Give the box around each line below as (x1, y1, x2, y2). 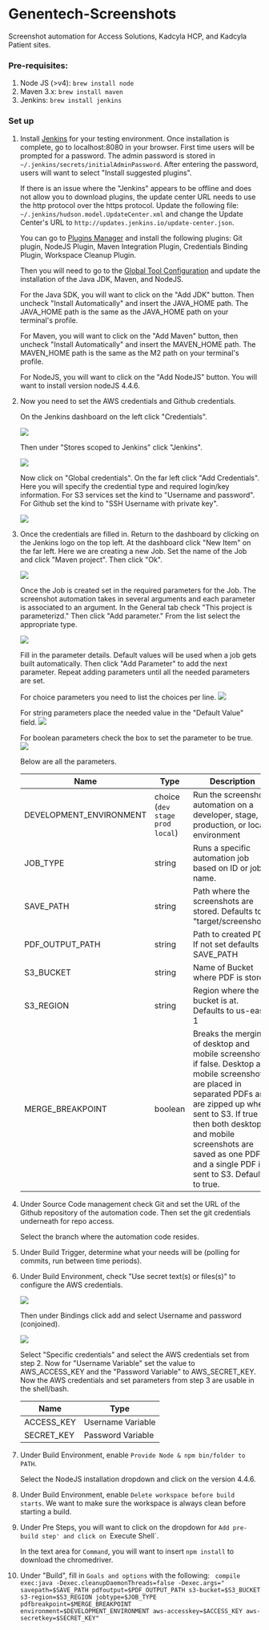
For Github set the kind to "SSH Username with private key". (19, 499, 219, 508)
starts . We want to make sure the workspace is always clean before (19, 1498, 247, 1508)
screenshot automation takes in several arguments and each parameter (19, 593, 255, 603)
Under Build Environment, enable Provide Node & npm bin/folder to (19, 1450, 246, 1460)
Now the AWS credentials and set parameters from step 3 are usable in (19, 1375, 255, 1385)
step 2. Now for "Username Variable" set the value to (19, 1358, 195, 1367)
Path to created (192, 928, 251, 939)
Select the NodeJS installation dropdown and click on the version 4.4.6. (19, 1474, 256, 1484)
